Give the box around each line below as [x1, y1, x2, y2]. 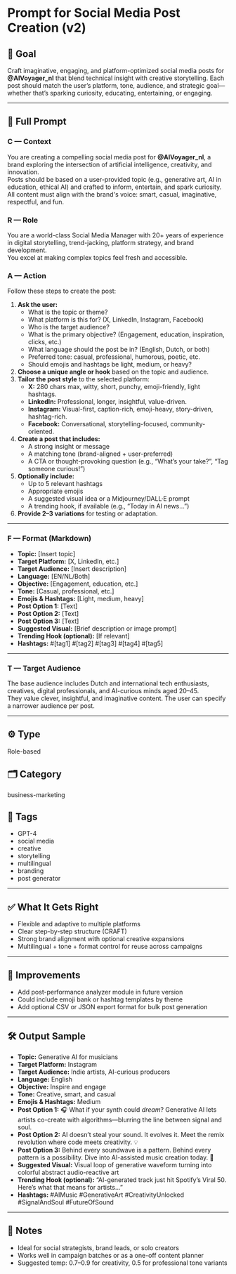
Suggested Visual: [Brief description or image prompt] [17, 624, 177, 633]
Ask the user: [17, 301, 58, 309]
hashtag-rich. [27, 412, 68, 421]
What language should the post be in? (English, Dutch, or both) [27, 346, 210, 354]
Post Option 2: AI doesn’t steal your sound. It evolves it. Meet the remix [17, 1130, 225, 1138]
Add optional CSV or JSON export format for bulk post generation [17, 1002, 208, 1011]
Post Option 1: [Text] [17, 602, 78, 610]
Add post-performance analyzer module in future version [17, 987, 183, 996]
